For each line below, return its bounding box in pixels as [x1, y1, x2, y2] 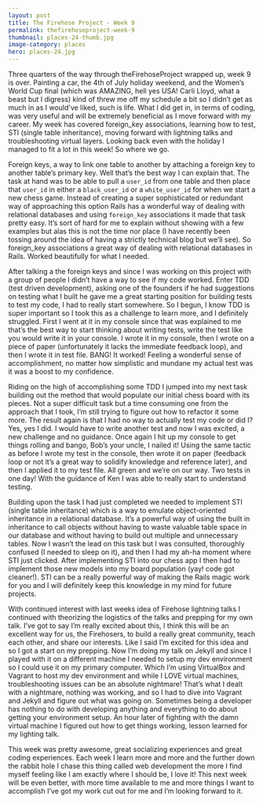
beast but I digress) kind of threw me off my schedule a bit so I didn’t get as [8, 95, 253, 104]
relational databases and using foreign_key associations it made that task [8, 210, 246, 219]
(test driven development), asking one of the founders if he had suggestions [8, 283, 255, 293]
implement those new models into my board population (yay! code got [8, 564, 235, 573]
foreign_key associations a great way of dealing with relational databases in [8, 243, 253, 252]
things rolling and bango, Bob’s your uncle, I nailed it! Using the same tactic [8, 440, 251, 450]
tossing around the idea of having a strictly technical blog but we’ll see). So [8, 235, 251, 244]
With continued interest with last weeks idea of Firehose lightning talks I [8, 604, 241, 613]
